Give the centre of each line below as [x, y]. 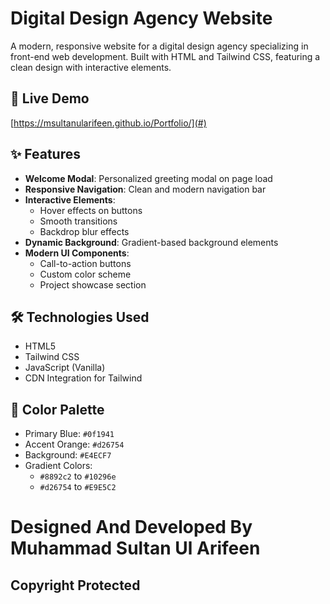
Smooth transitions [78, 221]
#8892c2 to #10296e [78, 476]
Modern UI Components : [77, 253]
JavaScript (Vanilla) [65, 368]
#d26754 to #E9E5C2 [78, 487]
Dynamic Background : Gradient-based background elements [151, 242]
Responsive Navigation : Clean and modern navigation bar [145, 189]
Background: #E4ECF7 [68, 455]
